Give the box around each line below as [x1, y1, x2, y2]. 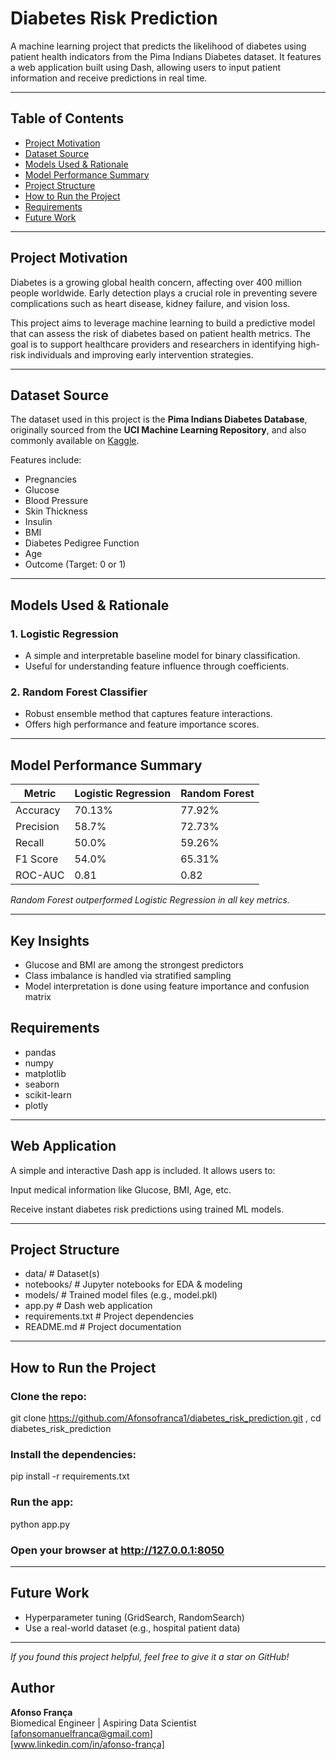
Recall [15, 836, 45, 850]
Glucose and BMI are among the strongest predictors [24, 958, 244, 971]
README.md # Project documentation [24, 1321, 182, 1333]
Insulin [24, 516, 53, 528]
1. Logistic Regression [10, 627, 119, 641]
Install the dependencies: [10, 1448, 137, 1462]
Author [10, 1680, 55, 1697]
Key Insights [10, 932, 90, 949]
